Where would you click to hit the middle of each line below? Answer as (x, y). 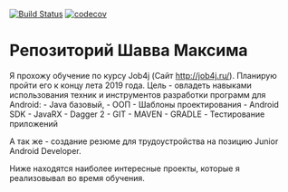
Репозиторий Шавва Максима (129, 51)
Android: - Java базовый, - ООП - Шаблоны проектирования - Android (144, 104)
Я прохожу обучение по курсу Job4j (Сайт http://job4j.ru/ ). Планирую (144, 75)
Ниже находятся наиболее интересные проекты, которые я (125, 168)
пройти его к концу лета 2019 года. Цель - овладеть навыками (130, 85)
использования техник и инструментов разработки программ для (138, 94)
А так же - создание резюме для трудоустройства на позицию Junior (144, 141)
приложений (34, 123)
